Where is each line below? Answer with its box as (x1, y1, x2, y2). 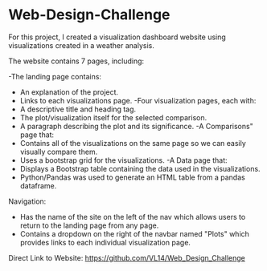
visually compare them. (19, 147, 98, 156)
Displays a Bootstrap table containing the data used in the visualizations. (19, 164, 261, 173)
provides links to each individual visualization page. (19, 237, 191, 247)
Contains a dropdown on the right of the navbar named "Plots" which (19, 229, 249, 238)
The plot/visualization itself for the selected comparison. (19, 112, 207, 122)
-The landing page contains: (8, 71, 102, 81)
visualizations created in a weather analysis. (8, 40, 154, 50)
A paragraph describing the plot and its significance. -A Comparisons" (19, 121, 253, 131)
